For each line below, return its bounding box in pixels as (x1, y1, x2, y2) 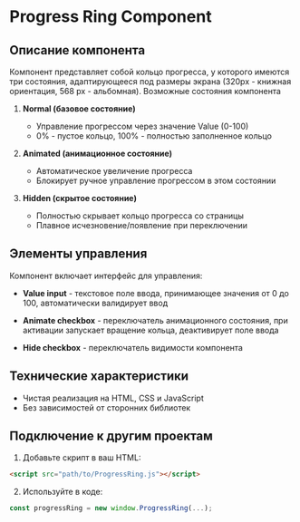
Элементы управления (9, 246, 148, 262)
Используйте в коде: (22, 487, 103, 498)
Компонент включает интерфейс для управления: (9, 270, 203, 281)
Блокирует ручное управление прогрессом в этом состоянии (35, 175, 276, 186)
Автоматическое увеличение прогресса (35, 166, 193, 176)
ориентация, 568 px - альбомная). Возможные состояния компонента (9, 86, 281, 96)
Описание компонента (9, 43, 146, 58)
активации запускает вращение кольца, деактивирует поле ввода (22, 324, 279, 335)
